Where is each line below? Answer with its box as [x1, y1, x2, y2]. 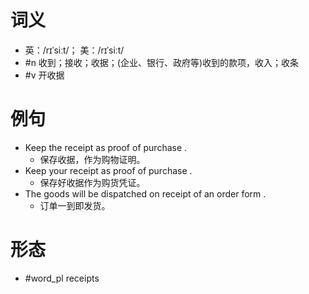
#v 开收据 [24, 69, 65, 81]
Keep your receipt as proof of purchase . [24, 164, 193, 176]
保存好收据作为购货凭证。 [39, 176, 146, 188]
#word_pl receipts [24, 272, 100, 284]
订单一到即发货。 [39, 199, 111, 211]
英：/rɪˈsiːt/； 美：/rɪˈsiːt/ [24, 44, 125, 56]
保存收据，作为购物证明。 [39, 153, 146, 165]
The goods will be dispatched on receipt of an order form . [24, 187, 267, 200]
